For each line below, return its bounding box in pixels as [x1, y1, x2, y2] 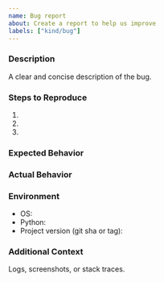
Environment [8, 190, 60, 201]
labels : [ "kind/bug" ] [8, 27, 81, 35]
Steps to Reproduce [8, 92, 88, 103]
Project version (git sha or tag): [19, 226, 123, 236]
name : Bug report [8, 11, 67, 20]
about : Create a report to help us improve [8, 19, 157, 27]
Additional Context [8, 247, 84, 258]
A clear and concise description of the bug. [8, 72, 152, 81]
